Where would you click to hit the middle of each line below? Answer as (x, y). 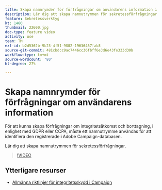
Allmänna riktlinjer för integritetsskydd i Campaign (62, 182)
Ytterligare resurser (36, 171)
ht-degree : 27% (20, 64)
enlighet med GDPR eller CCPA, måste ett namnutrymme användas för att (78, 131)
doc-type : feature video (30, 32)
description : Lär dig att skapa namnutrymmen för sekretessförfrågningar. (82, 14)
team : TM (14, 41)
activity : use (19, 37)
